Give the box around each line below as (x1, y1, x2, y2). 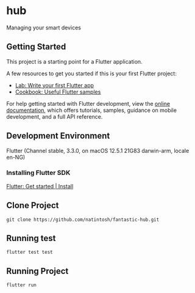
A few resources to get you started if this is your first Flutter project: (6, 70, 177, 77)
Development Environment (6, 131, 110, 141)
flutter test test (6, 249, 53, 256)
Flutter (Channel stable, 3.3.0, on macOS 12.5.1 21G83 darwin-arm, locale (6, 147, 190, 154)
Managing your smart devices (6, 24, 81, 31)
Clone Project (6, 200, 59, 211)
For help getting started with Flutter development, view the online (6, 100, 171, 107)
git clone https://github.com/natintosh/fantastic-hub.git (6, 217, 160, 223)
